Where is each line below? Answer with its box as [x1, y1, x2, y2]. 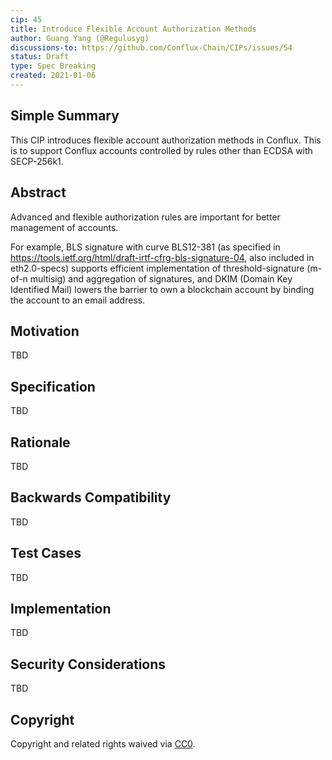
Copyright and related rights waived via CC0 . [10, 738, 196, 750]
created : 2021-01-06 [10, 71, 97, 81]
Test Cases [10, 545, 82, 562]
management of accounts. [10, 221, 119, 233]
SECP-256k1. [10, 155, 64, 167]
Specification [10, 378, 96, 395]
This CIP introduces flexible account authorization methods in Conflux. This [10, 134, 322, 146]
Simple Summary [10, 107, 120, 125]
